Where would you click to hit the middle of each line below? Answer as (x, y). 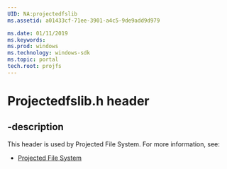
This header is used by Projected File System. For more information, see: (113, 144)
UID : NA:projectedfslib (43, 14)
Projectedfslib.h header (79, 101)
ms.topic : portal (33, 60)
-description (35, 127)
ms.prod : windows (33, 47)
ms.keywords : (27, 40)
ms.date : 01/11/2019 (38, 33)
